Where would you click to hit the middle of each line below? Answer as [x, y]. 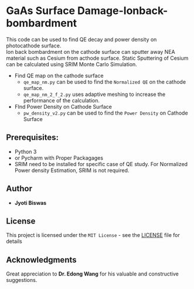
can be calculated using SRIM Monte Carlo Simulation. [72, 64]
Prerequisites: [32, 138]
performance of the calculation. [62, 100]
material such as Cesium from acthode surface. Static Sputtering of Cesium [97, 58]
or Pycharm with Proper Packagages [59, 158]
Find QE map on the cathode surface [59, 75]
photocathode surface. [34, 46]
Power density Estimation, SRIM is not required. [72, 170]
